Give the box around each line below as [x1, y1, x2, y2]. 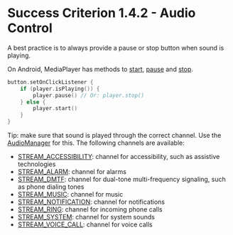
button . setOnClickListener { [7, 78, 94, 86]
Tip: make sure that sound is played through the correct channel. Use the [7, 131, 222, 140]
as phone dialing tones [17, 182, 85, 191]
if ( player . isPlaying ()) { [20, 85, 100, 92]
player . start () [33, 105, 78, 112]
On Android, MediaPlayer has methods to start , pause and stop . [7, 65, 194, 73]
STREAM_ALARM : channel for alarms [17, 168, 126, 176]
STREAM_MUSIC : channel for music [17, 190, 124, 199]
